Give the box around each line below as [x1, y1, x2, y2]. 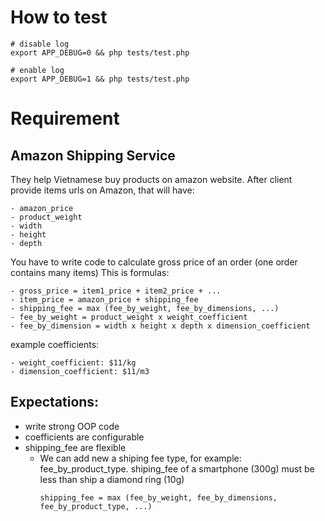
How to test [10, 6, 108, 29]
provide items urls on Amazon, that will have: [10, 184, 195, 196]
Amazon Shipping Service [10, 147, 176, 164]
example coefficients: [10, 338, 100, 350]
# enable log [10, 65, 65, 75]
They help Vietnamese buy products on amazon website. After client [10, 173, 293, 185]
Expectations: [10, 394, 100, 411]
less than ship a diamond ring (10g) [39, 473, 185, 485]
